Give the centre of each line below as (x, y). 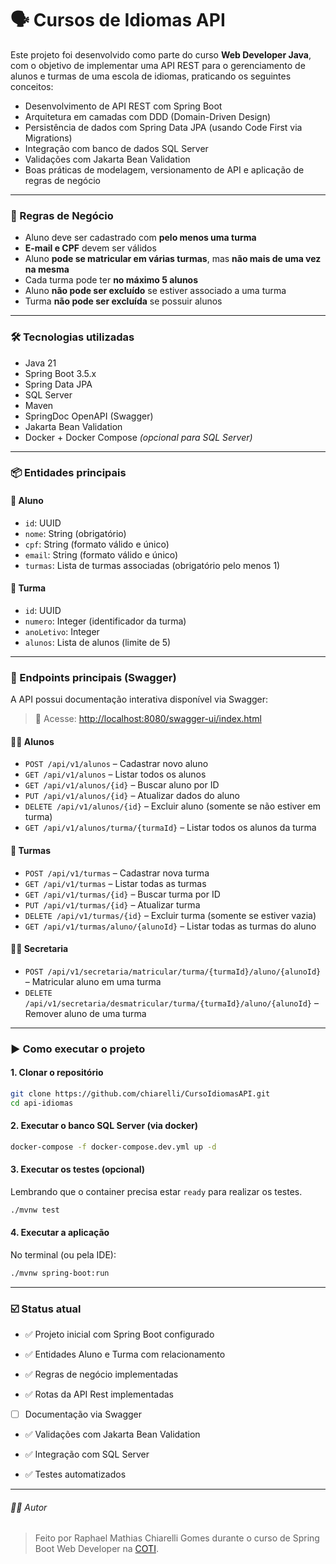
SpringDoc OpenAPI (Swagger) (89, 416)
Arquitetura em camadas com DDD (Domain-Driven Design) (148, 116)
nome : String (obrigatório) (75, 533)
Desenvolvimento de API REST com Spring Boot (123, 106)
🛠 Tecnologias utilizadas (72, 337)
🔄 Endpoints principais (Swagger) (93, 677)
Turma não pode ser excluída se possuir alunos (123, 301)
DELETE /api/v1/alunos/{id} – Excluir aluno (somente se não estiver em (172, 806)
